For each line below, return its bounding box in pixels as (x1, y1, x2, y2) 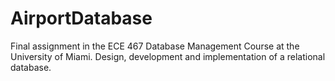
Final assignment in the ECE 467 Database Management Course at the (10, 40, 300, 52)
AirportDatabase (10, 7, 153, 30)
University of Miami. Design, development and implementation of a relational (10, 50, 326, 62)
